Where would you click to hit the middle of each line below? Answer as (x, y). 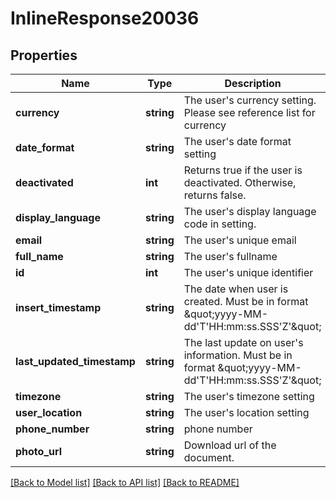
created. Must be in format (246, 301)
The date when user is (236, 289)
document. (209, 457)
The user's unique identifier (248, 272)
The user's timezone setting (249, 396)
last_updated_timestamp (75, 361)
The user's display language (250, 211)
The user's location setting (246, 412)
